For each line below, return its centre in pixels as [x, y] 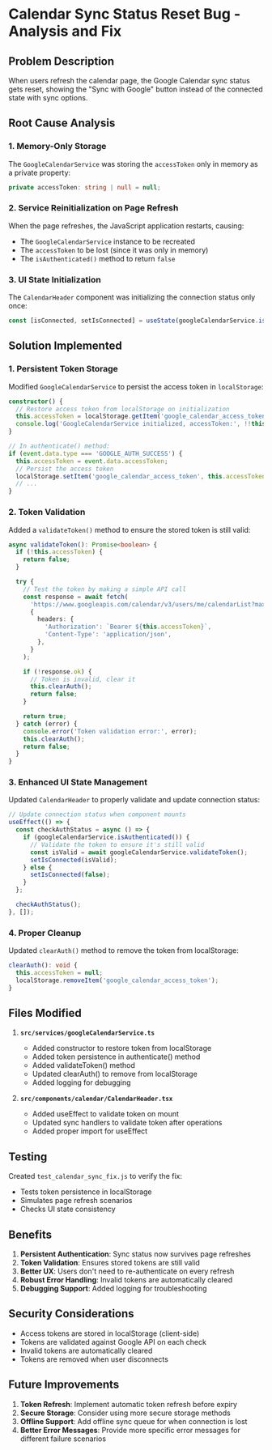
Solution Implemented [66, 346]
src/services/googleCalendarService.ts [87, 1033]
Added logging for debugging [81, 1082]
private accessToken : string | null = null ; [85, 187]
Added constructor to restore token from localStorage [122, 1048]
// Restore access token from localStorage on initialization [123, 409]
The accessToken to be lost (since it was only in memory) [114, 250]
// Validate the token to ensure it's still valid [117, 844]
